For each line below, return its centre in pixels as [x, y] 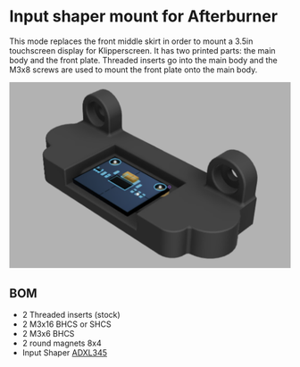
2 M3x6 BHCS [48, 333]
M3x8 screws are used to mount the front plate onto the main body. [133, 70]
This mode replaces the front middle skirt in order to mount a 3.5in [131, 41]
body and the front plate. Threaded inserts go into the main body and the [144, 60]
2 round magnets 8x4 [62, 343]
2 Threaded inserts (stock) [71, 314]
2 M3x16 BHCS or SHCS [67, 324]
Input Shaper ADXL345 [65, 352]
